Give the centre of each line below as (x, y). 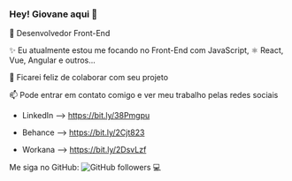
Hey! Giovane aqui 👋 (54, 14)
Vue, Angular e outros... (52, 60)
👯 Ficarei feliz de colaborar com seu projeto (89, 78)
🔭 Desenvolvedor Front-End (60, 34)
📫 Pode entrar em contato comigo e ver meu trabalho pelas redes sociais (144, 95)
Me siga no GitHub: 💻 (85, 168)
